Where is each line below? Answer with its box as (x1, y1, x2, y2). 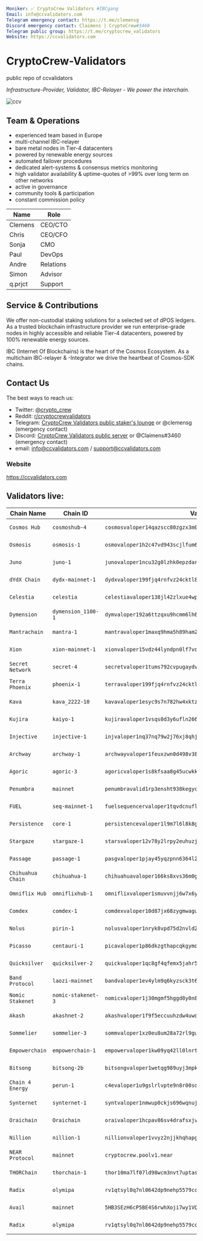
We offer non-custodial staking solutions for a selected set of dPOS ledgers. (6, 316, 196, 324)
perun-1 (52, 1081, 74, 1089)
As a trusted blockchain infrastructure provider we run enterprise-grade (6, 323, 185, 330)
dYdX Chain (9, 576, 40, 583)
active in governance (14, 183, 68, 190)
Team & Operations (6, 115, 80, 126)
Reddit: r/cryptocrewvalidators (14, 412, 91, 420)
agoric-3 (52, 768, 77, 775)
